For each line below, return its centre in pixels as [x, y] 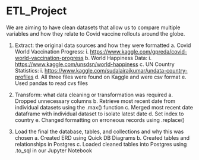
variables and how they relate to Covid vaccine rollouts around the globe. [96, 33]
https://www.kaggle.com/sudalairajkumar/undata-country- [116, 70]
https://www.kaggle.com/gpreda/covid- [138, 51]
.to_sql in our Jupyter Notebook [53, 150]
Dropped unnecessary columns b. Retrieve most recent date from [95, 101]
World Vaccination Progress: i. [52, 51]
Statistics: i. [29, 70]
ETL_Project [37, 11]
